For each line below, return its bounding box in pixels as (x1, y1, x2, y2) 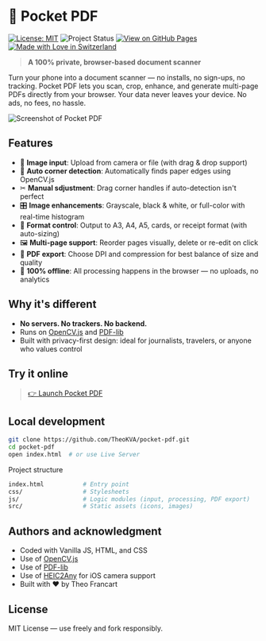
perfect (19, 191, 44, 201)
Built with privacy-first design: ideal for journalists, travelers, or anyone (19, 336, 252, 345)
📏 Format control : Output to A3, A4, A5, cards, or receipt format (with (19, 220, 248, 230)
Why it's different (8, 297, 97, 311)
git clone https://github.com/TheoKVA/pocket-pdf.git (8, 436, 191, 444)
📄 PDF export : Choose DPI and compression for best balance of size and (19, 249, 259, 258)
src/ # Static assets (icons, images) (8, 503, 194, 511)
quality (19, 258, 43, 267)
